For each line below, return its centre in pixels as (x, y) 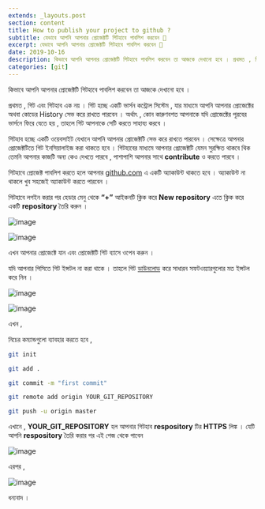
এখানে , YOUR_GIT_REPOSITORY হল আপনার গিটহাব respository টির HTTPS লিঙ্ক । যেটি (132, 427)
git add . (24, 368)
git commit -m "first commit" (58, 383)
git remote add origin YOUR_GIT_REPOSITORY (81, 397)
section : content (37, 23)
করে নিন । (21, 277)
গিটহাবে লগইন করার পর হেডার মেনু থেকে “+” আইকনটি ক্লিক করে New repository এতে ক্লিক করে (126, 197)
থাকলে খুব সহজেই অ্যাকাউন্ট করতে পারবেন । (59, 181)
